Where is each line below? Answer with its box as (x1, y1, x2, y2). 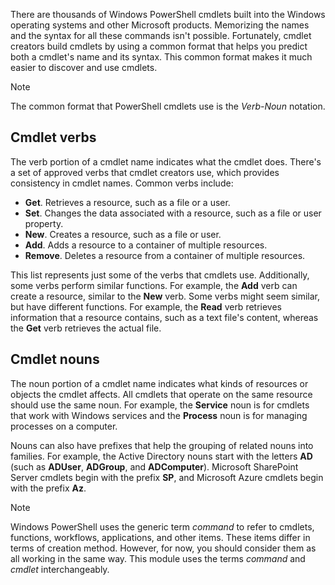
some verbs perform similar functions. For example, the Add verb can (10, 279, 298, 291)
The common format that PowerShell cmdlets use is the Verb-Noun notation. (10, 100, 326, 112)
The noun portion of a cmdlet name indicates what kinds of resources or (10, 377, 309, 389)
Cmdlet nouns (10, 351, 100, 368)
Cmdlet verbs (10, 129, 97, 146)
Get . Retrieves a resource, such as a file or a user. (24, 196, 231, 208)
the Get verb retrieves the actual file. (10, 322, 162, 334)
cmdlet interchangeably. (10, 563, 110, 575)
